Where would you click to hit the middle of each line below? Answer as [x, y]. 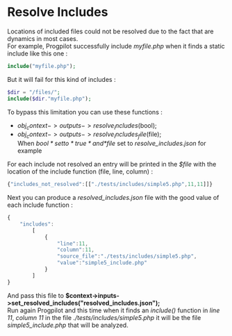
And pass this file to [36, 295]
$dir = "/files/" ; [34, 92]
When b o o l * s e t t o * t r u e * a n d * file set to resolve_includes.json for [111, 144]
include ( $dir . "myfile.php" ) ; [49, 99]
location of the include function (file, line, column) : [80, 171]
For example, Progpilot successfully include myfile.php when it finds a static [116, 46]
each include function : [40, 205]
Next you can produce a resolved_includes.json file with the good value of [113, 198]
